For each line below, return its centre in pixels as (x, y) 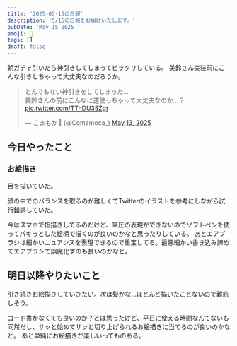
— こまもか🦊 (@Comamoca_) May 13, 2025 (88, 123)
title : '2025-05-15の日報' (45, 14)
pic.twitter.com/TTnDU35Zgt (66, 108)
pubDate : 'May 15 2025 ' (44, 27)
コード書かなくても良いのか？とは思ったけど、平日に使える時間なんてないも (118, 318)
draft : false (27, 47)
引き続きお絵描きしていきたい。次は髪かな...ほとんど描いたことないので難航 (118, 294)
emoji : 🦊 (20, 34)
